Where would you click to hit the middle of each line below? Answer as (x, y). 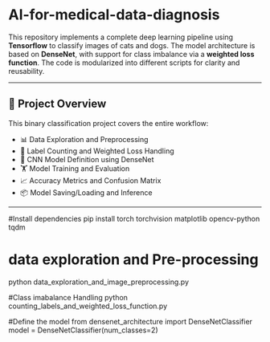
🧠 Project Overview (57, 104)
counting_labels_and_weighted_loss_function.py (88, 306)
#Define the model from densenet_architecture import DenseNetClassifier (131, 321)
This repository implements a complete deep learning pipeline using (121, 37)
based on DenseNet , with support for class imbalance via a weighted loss (131, 54)
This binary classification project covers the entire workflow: (108, 123)
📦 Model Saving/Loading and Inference (86, 192)
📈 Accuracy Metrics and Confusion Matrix (90, 180)
